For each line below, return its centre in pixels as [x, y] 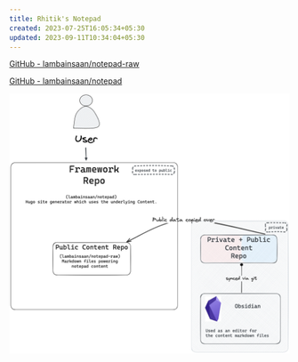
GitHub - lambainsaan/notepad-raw [74, 64]
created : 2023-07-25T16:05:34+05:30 [77, 28]
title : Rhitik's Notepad [55, 19]
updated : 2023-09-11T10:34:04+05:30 [77, 37]
